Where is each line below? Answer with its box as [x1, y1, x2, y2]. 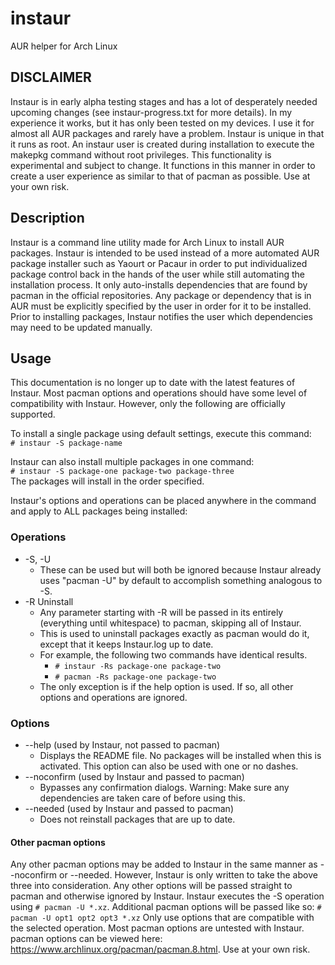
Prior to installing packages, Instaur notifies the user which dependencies [10, 310, 314, 322]
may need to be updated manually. [10, 321, 153, 333]
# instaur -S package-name [10, 438, 123, 449]
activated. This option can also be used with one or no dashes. [39, 760, 299, 772]
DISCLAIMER [10, 69, 92, 86]
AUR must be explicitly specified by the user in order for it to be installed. [10, 300, 312, 312]
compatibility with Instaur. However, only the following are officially [10, 398, 286, 410]
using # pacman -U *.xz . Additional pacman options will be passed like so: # [10, 901, 322, 913]
